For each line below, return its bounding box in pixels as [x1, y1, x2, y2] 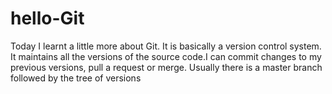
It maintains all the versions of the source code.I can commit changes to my [10, 50, 322, 62]
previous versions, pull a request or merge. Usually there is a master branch [10, 61, 323, 73]
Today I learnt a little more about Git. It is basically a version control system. [10, 40, 322, 52]
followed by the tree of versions [10, 72, 142, 84]
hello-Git [10, 7, 85, 30]
